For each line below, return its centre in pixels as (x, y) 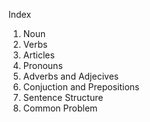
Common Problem (60, 108)
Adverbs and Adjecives (71, 76)
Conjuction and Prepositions (81, 87)
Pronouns (42, 65)
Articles (38, 55)
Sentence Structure (63, 97)
